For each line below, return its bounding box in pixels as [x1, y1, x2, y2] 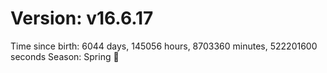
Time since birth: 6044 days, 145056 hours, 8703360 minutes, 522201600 [10, 40, 318, 52]
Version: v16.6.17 [10, 7, 154, 30]
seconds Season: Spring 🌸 [10, 50, 120, 62]
